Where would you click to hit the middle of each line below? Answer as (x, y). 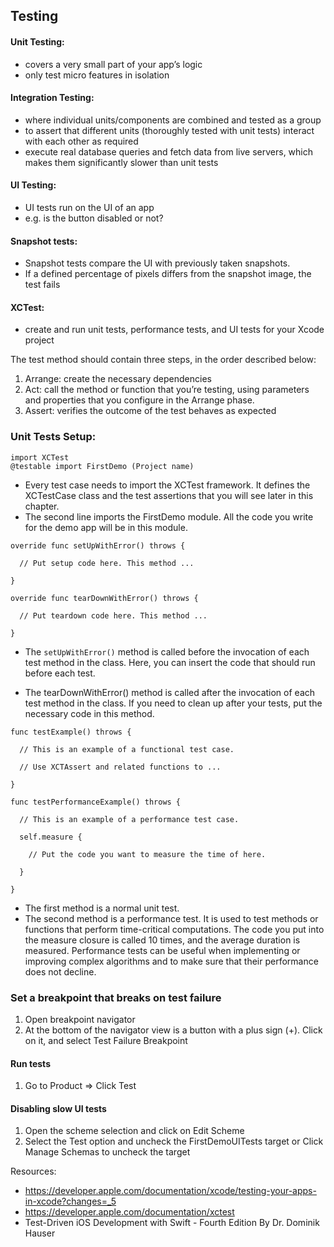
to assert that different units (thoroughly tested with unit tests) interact (169, 130)
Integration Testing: (52, 98)
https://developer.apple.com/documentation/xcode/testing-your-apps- (170, 1191)
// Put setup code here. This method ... (107, 563)
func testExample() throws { (71, 732)
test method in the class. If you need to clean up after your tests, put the (173, 703)
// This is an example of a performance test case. (129, 819)
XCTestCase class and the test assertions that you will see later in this (169, 495)
